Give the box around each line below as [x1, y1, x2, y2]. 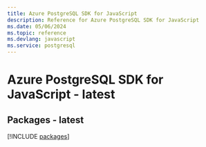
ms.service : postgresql [7, 42, 76, 49]
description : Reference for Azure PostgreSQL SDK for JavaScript [7, 17, 199, 23]
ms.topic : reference [7, 29, 67, 37]
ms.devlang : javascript [7, 36, 76, 43]
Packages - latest [7, 114, 84, 126]
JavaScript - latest [7, 87, 115, 102]
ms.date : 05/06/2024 [7, 23, 67, 30]
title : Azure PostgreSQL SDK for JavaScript [7, 10, 138, 17]
